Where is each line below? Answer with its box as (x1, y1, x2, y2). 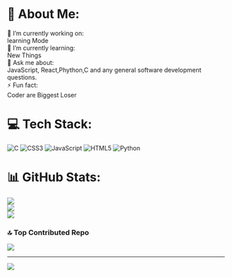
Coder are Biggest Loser (7, 90, 77, 99)
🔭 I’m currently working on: (7, 29, 84, 37)
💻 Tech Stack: (7, 117, 93, 132)
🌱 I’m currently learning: (7, 44, 76, 52)
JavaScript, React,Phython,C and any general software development (7, 66, 202, 74)
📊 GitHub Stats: (7, 169, 101, 185)
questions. (7, 73, 37, 82)
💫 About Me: (7, 6, 80, 22)
